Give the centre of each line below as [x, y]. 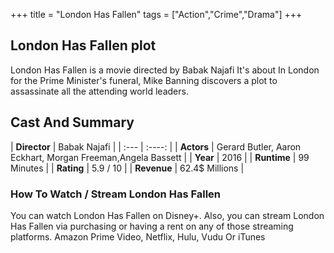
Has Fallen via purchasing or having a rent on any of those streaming [152, 226]
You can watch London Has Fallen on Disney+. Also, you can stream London [167, 215]
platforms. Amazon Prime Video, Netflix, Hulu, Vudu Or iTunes [138, 236]
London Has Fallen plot [83, 45]
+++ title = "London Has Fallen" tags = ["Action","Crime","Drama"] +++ [156, 14]
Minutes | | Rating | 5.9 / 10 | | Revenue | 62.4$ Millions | [127, 168]
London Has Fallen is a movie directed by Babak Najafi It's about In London [165, 70]
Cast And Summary [72, 122]
